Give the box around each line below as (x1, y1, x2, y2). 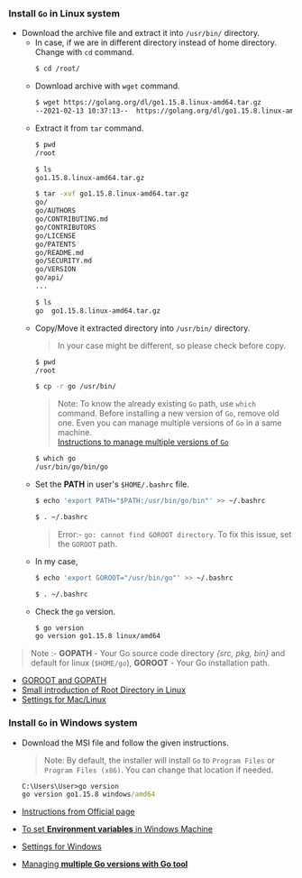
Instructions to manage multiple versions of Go (57, 436, 229, 448)
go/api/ (34, 273, 64, 282)
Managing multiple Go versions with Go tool (21, 859, 188, 870)
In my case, (34, 555, 78, 566)
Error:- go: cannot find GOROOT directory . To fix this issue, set (57, 528, 292, 539)
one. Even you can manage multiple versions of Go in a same (57, 417, 282, 428)
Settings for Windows (21, 841, 103, 852)
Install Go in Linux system (8, 7, 121, 20)
